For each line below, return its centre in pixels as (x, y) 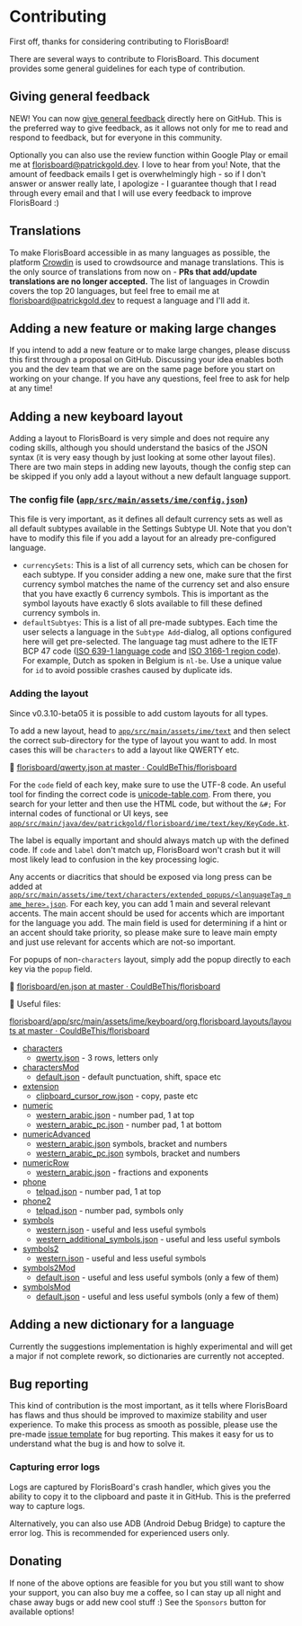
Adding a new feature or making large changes (143, 329)
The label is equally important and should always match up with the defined (149, 840)
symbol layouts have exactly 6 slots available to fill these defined (142, 603)
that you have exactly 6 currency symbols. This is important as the (146, 594)
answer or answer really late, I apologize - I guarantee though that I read (143, 183)
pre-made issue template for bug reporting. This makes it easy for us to (142, 1435)
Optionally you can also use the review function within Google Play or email (149, 155)
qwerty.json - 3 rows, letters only (97, 1057)
